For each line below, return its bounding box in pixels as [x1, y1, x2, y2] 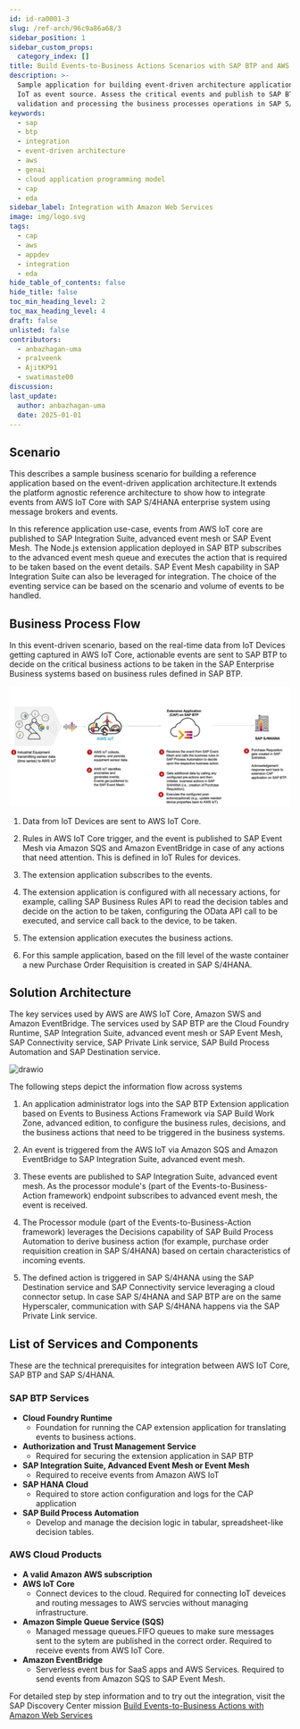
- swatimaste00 [17, 373, 74, 382]
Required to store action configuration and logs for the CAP [35, 1489, 254, 1499]
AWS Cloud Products [9, 1548, 103, 1561]
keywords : [9, 108, 46, 118]
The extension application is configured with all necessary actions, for [21, 886, 281, 898]
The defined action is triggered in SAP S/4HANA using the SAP [21, 1272, 254, 1283]
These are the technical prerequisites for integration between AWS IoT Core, [9, 1360, 290, 1371]
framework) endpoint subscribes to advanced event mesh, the [48, 1190, 279, 1202]
